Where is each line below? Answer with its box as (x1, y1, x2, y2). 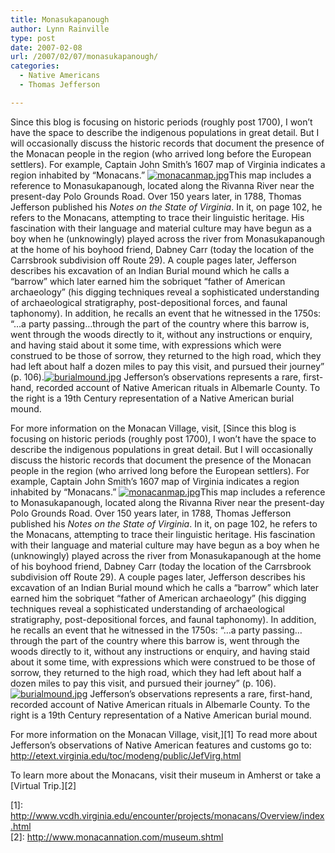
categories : (10, 61, 60, 71)
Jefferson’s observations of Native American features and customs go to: (10, 739, 312, 751)
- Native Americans (19, 71, 101, 81)
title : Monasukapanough (10, 14, 110, 25)
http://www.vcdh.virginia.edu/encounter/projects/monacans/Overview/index (10, 809, 325, 821)
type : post (10, 33, 56, 43)
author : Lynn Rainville (10, 24, 110, 34)
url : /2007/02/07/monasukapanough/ (10, 52, 159, 62)
